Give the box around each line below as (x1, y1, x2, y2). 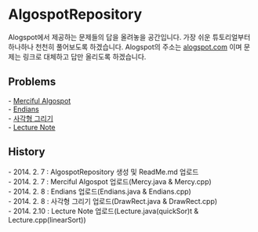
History (8, 145, 45, 158)
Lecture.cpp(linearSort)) (8, 215, 86, 224)
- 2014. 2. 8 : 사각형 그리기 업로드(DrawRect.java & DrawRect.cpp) (8, 196, 218, 205)
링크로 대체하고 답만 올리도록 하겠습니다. (22, 52, 147, 61)
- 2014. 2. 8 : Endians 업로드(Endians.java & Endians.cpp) (8, 187, 192, 196)
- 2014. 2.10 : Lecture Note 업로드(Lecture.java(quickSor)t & (8, 206, 199, 216)
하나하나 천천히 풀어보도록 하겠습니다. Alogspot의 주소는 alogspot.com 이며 (8, 42, 242, 52)
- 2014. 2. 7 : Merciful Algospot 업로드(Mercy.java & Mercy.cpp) (8, 176, 212, 186)
